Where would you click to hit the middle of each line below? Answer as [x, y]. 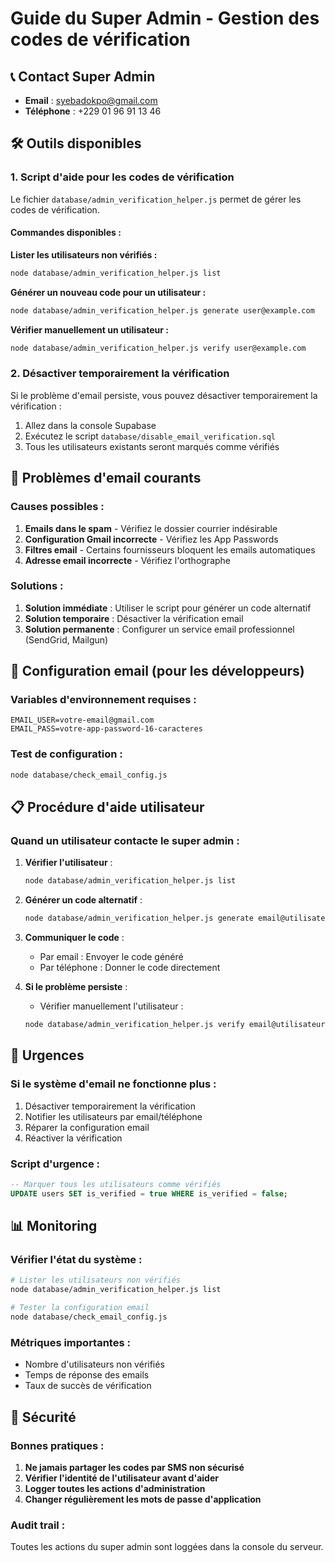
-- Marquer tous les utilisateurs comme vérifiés [116, 1184]
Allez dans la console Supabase [90, 425]
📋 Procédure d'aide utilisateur [107, 807]
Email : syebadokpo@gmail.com [91, 100]
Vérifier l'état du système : [76, 1260]
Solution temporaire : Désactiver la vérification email [134, 618]
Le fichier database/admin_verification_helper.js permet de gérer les [156, 199]
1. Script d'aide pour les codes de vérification [122, 177]
